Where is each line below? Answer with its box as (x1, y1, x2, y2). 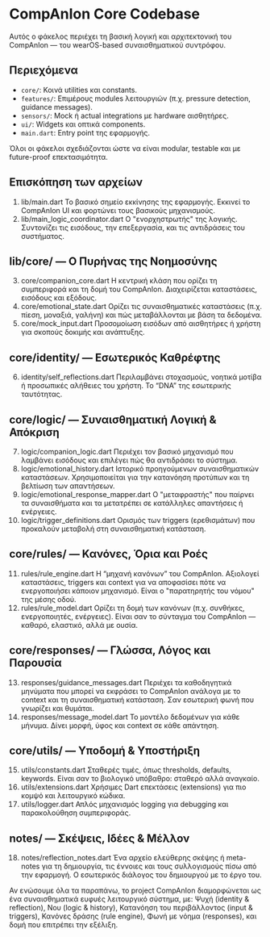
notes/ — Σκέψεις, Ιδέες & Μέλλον (9, 831, 190, 845)
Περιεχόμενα (9, 64, 79, 77)
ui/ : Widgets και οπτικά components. (20, 119, 146, 129)
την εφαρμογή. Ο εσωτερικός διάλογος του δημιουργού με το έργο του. (20, 870, 263, 880)
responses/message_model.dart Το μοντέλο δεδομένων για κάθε (20, 712, 240, 722)
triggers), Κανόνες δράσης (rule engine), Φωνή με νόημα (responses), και (9, 911, 257, 921)
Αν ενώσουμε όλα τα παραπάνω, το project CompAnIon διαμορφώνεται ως (9, 885, 261, 896)
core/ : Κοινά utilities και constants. (20, 85, 138, 94)
